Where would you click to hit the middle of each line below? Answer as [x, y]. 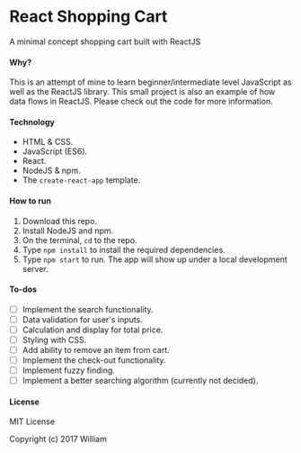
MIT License [32, 421]
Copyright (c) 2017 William [58, 439]
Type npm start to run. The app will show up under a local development [155, 259]
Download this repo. [59, 221]
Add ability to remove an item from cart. [96, 350]
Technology [32, 122]
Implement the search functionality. [88, 309]
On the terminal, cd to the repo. [80, 240]
